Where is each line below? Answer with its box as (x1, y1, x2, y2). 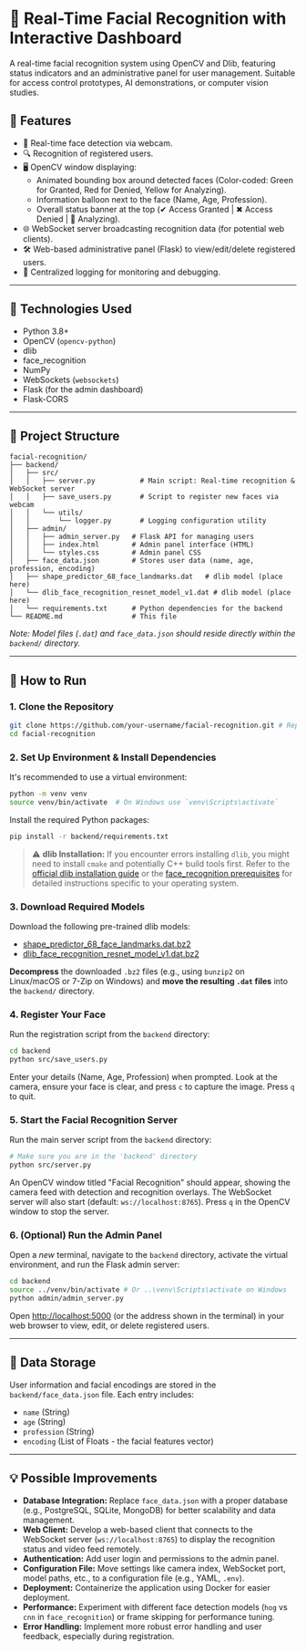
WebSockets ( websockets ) (22, 374, 120, 385)
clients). (22, 233, 53, 244)
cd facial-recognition (9, 729, 96, 738)
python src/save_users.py (9, 1055, 107, 1064)
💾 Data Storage (9, 1355, 97, 1371)
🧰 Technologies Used (9, 301, 132, 317)
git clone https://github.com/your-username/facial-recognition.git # (9, 721, 283, 731)
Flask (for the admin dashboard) (22, 383, 144, 395)
